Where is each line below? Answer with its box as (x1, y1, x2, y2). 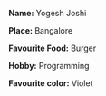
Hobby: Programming (8, 61, 90, 71)
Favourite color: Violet (8, 78, 93, 89)
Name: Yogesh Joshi (8, 8, 87, 18)
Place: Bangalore (8, 25, 73, 35)
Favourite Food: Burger (8, 43, 97, 53)
